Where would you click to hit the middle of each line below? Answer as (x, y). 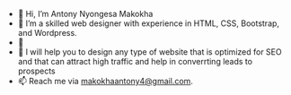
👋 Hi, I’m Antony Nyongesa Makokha (85, 14)
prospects (36, 71)
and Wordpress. (48, 33)
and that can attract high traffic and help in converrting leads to (135, 61)
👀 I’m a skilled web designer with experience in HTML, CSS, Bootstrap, (149, 23)
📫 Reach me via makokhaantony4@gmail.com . (105, 81)
